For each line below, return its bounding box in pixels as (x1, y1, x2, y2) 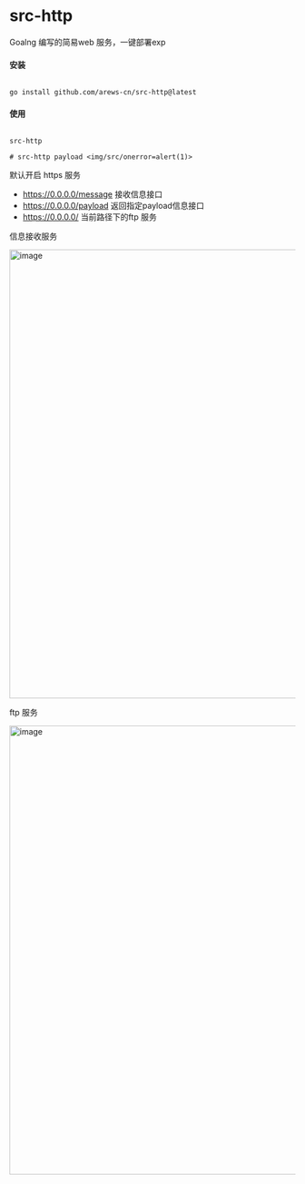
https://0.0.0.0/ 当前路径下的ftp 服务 (22, 212, 157, 222)
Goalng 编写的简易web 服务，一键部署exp (9, 36, 166, 47)
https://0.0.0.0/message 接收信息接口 (22, 189, 163, 200)
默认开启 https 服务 (9, 170, 82, 181)
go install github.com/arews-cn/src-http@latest (9, 88, 197, 97)
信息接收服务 (9, 231, 57, 242)
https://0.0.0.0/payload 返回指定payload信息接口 (22, 201, 204, 212)
